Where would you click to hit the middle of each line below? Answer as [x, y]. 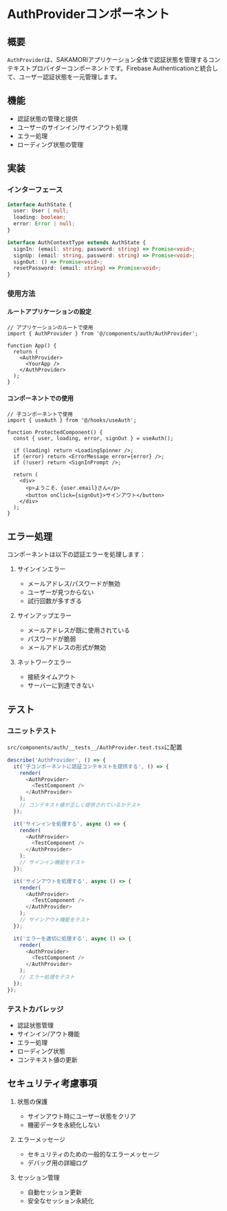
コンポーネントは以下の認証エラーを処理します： [76, 554]
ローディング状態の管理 [50, 144]
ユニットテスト [32, 731]
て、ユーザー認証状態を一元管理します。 [64, 77]
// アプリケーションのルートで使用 [50, 328]
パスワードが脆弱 [52, 639]
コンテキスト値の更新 [47, 1060]
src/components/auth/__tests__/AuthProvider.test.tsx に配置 [95, 747]
